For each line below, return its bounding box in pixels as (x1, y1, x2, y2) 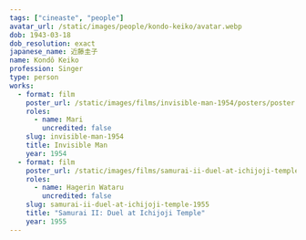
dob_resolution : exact (9, 38, 96, 48)
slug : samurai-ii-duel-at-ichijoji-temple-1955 (25, 200, 209, 210)
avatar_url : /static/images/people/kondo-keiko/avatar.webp (9, 22, 243, 31)
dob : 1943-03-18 (9, 30, 71, 39)
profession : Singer (9, 65, 84, 74)
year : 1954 (25, 149, 67, 158)
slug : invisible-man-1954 (25, 132, 125, 141)
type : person (9, 73, 59, 82)
